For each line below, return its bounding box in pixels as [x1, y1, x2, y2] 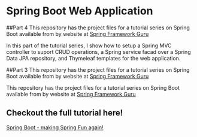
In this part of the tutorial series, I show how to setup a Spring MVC [6, 42, 172, 49]
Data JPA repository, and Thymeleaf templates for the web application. [6, 54, 181, 62]
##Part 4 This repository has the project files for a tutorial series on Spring [6, 24, 190, 31]
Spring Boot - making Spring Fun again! [6, 124, 104, 131]
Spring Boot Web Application [6, 4, 154, 18]
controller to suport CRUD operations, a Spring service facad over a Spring [6, 48, 191, 55]
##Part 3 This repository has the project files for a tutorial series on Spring [6, 66, 190, 73]
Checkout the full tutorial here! [6, 108, 123, 118]
